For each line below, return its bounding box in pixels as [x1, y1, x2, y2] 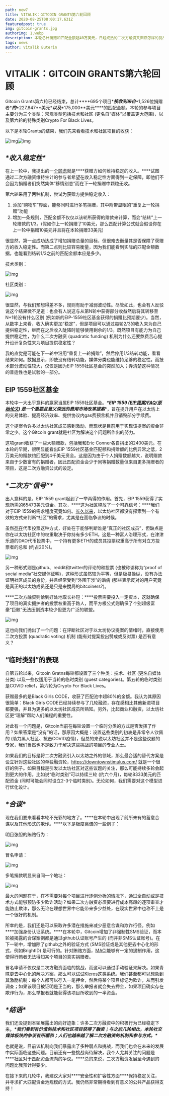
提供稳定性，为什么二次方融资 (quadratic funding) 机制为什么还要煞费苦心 [5, 333, 158, 340]
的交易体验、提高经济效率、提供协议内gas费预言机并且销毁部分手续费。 [5, 412, 154, 418]
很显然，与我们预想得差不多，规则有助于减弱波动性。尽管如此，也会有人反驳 [5, 302, 164, 308]
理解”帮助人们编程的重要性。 [16, 712, 75, 718]
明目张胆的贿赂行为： [5, 831, 49, 837]
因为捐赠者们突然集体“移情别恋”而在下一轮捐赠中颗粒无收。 [9, 181, 133, 187]
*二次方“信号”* [5, 481, 54, 490]
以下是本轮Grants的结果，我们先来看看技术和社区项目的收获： [5, 128, 134, 134]
